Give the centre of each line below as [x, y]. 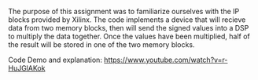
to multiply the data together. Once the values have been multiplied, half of [129, 36]
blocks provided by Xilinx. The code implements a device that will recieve [127, 20]
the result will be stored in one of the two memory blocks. [101, 45]
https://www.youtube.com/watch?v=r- [166, 60]
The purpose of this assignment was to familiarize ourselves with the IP [124, 11]
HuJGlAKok [27, 68]
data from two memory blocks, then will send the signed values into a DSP [129, 28]
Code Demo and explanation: [55, 60]
